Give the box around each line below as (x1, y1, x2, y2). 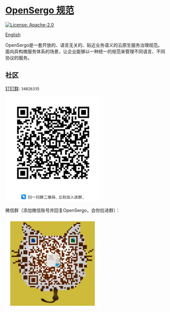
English (5, 31, 21, 38)
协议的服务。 (5, 54, 32, 61)
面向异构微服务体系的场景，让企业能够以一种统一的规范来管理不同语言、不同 (5, 48, 165, 54)
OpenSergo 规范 (5, 5, 75, 16)
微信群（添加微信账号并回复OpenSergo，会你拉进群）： (5, 207, 120, 213)
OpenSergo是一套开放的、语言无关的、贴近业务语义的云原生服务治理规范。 (5, 42, 162, 48)
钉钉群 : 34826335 (5, 85, 40, 91)
